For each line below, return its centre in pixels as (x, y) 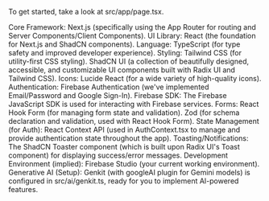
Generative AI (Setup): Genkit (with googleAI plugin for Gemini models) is (130, 172)
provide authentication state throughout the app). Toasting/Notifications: (128, 138)
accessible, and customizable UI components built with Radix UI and (122, 70)
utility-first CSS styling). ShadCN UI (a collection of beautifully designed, (129, 61)
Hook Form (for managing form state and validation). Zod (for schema (124, 113)
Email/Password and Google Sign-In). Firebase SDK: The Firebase (118, 95)
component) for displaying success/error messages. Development (118, 155)
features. (23, 189)
